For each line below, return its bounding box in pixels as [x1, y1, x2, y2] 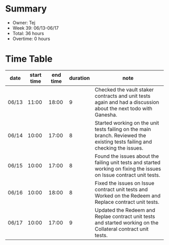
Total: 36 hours [12, 30, 44, 36]
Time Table [5, 53, 53, 65]
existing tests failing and [95, 138, 152, 145]
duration [69, 74, 90, 81]
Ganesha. [95, 111, 117, 118]
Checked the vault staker [95, 86, 154, 93]
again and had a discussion [95, 98, 159, 105]
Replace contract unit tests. [95, 198, 159, 205]
